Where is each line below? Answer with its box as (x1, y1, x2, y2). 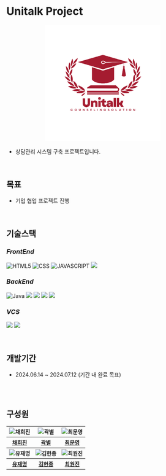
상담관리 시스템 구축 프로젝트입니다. (15, 148, 101, 155)
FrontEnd (6, 248, 35, 256)
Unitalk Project (6, 4, 83, 18)
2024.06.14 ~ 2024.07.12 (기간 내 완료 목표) (15, 370, 121, 378)
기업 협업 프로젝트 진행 (15, 197, 70, 204)
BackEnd (6, 278, 34, 286)
